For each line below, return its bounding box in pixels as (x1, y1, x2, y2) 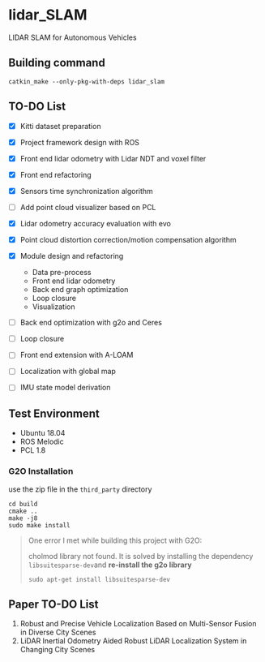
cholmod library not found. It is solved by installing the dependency (28, 551, 254, 561)
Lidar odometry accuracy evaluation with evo (19, 218, 172, 228)
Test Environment (8, 406, 100, 420)
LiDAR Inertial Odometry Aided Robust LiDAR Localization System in (19, 636, 247, 646)
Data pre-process (32, 268, 92, 277)
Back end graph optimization (32, 285, 129, 294)
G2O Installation (8, 466, 74, 477)
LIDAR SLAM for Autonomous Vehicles (8, 32, 137, 42)
